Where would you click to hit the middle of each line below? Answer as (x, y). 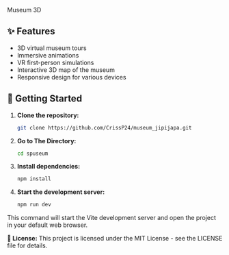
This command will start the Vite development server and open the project (112, 218)
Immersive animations (48, 55)
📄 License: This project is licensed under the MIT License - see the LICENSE (115, 239)
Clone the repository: (48, 115)
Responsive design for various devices (71, 77)
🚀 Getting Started (45, 99)
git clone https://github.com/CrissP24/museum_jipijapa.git (104, 127)
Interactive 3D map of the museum (66, 70)
